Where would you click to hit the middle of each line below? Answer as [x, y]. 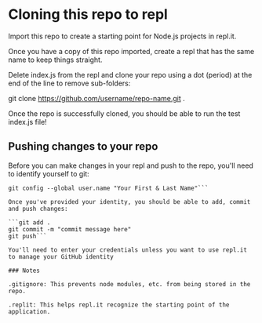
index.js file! [27, 122]
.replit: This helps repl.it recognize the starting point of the [119, 305]
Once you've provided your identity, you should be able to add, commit [129, 201]
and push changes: [38, 209]
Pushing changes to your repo [83, 147]
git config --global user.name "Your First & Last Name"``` [109, 188]
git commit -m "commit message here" [70, 229]
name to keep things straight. [55, 60]
